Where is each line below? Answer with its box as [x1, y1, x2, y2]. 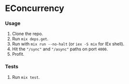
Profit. [12, 51, 25, 57]
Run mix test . [12, 74, 40, 80]
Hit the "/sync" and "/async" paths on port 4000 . [12, 46, 108, 52]
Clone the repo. [12, 31, 43, 36]
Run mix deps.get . [12, 36, 49, 42]
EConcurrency [5, 3, 64, 14]
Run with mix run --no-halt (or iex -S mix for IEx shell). [12, 41, 125, 47]
